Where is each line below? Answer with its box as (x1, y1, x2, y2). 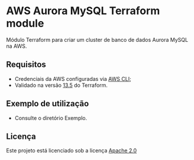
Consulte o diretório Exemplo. (14, 114, 88, 122)
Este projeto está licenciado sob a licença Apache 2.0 (6, 147, 137, 154)
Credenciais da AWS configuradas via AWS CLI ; (14, 75, 131, 82)
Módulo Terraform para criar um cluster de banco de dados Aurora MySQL (6, 36, 188, 43)
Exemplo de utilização (6, 99, 89, 109)
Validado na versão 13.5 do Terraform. (14, 81, 108, 89)
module (6, 17, 44, 30)
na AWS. (6, 43, 27, 50)
